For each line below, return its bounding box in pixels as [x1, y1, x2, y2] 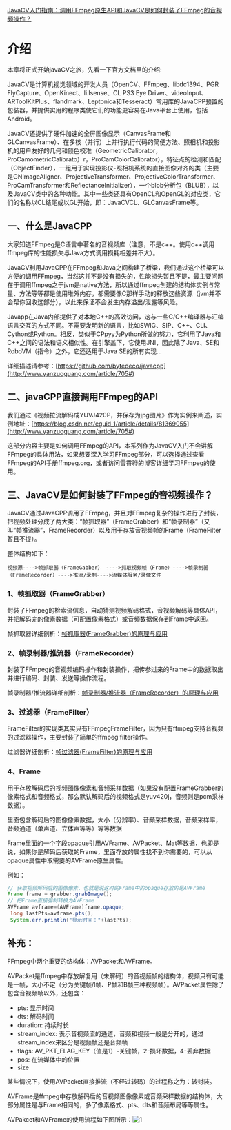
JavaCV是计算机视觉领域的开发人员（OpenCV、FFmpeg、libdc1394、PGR [7, 80, 219, 88]
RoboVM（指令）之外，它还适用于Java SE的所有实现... [7, 347, 162, 355]
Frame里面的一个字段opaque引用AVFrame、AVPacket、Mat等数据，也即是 [7, 839, 219, 847]
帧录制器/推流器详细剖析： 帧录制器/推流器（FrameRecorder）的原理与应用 [7, 688, 219, 697]
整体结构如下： [7, 549, 50, 557]
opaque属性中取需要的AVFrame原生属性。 [7, 856, 128, 864]
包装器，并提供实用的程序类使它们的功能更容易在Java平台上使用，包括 [7, 106, 208, 114]
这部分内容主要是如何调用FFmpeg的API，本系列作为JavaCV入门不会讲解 [7, 441, 214, 450]
